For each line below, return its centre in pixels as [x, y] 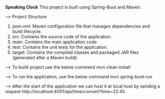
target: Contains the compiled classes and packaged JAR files [76, 52]
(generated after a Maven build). [45, 58]
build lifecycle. [27, 31]
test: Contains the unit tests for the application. [60, 47]
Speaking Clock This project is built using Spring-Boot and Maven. [73, 7]
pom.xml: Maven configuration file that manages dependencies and [81, 26]
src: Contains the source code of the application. [62, 37]
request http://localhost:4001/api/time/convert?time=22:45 [65, 91]
